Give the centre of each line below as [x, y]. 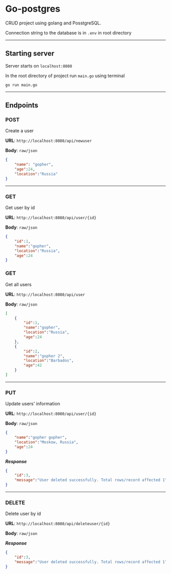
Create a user [20, 131]
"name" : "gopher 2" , [44, 356]
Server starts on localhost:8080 [39, 66]
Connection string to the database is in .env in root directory [68, 33]
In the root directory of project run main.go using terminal [65, 75]
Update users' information [33, 404]
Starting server [30, 54]
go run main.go [21, 85]
